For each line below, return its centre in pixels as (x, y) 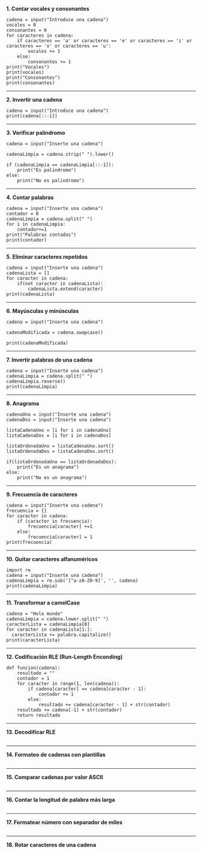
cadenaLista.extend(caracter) (66, 289)
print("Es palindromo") (47, 170)
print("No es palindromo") (51, 180)
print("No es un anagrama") (52, 478)
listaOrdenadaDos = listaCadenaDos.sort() (60, 451)
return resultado (39, 715)
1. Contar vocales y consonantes (48, 9)
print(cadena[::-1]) (32, 116)
